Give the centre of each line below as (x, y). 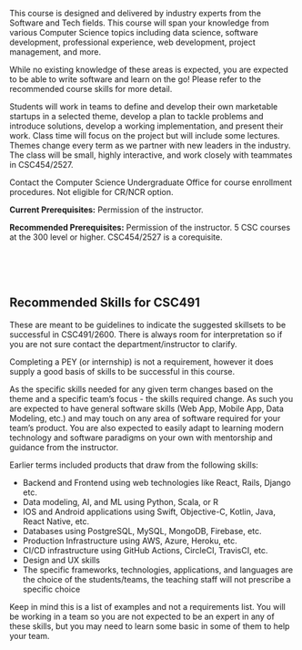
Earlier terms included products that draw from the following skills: (134, 465)
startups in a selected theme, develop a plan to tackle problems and (136, 116)
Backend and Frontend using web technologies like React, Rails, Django (156, 482)
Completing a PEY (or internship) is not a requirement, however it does (141, 361)
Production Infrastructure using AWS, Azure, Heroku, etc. (130, 541)
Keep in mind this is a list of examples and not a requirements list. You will (148, 606)
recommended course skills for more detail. (91, 89)
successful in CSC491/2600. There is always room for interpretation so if (146, 334)
